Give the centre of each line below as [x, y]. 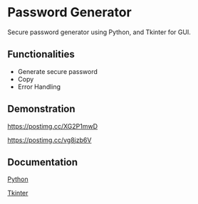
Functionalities [41, 54]
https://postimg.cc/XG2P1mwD [53, 126]
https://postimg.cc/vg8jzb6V [49, 140]
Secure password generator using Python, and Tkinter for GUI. [99, 32]
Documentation [43, 162]
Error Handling [39, 87]
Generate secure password [58, 71]
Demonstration [42, 109]
